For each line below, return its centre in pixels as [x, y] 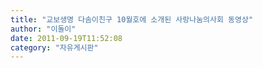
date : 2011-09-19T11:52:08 [66, 38]
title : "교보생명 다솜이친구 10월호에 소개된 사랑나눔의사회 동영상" [132, 19]
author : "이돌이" [43, 29]
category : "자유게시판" [54, 47]
